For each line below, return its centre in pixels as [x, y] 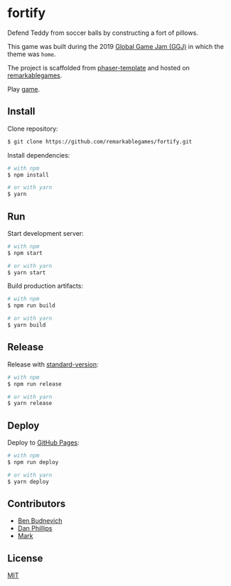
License [25, 558]
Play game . [24, 89]
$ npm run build [31, 306]
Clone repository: [33, 129]
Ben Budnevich [40, 521]
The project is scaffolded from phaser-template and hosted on [98, 67]
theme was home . [32, 54]
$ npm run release [34, 384]
